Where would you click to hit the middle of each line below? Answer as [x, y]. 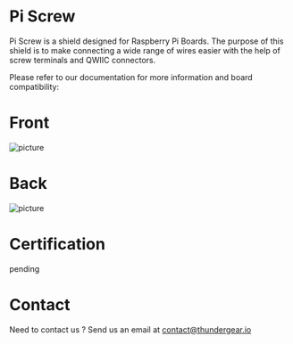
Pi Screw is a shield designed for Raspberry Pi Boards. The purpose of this [146, 41]
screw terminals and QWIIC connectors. [83, 60]
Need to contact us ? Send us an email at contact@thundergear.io [130, 329]
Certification [57, 244]
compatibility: [34, 86]
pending [25, 268]
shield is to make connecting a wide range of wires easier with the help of [145, 50]
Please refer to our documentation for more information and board [131, 77]
